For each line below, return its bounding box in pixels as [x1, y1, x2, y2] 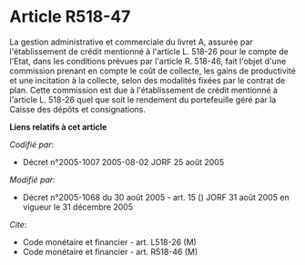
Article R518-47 [9, 6, 131, 27]
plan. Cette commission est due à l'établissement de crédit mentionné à [9, 84, 278, 95]
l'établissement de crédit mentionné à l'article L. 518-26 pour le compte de [9, 45, 289, 56]
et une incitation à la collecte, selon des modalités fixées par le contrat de [9, 74, 286, 85]
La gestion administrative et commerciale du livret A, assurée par [9, 36, 253, 47]
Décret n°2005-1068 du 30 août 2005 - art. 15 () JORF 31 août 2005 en [22, 191, 290, 202]
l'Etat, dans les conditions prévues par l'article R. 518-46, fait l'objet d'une [9, 55, 287, 66]
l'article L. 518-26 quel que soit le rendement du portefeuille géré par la [9, 93, 277, 105]
